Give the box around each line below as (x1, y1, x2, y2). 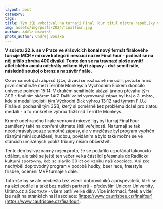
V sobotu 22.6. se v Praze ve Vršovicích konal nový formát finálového (5, 47, 148, 53)
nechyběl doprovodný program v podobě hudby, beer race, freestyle (5, 163, 143, 169)
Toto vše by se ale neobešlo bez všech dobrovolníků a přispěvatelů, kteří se (5, 177, 157, 183)
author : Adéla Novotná (5, 30, 51, 34)
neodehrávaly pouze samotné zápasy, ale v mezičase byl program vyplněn (5, 128, 155, 134)
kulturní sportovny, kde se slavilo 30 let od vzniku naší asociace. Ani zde (5, 158, 150, 164)
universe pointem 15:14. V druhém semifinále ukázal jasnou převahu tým (5, 88, 149, 94)
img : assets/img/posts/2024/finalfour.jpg (5, 25, 92, 30)
